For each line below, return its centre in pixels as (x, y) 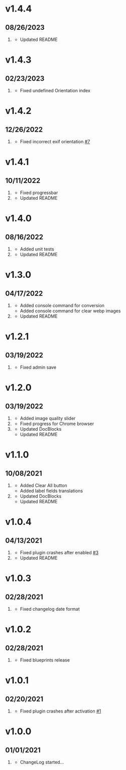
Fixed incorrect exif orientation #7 (55, 141)
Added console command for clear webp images (70, 311)
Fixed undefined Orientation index (55, 91)
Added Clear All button (43, 485)
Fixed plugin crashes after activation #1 (60, 711)
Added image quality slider (48, 418)
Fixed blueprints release (45, 660)
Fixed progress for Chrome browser (57, 424)
